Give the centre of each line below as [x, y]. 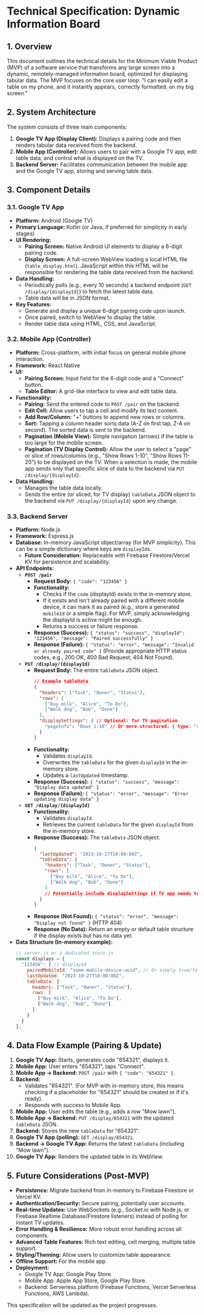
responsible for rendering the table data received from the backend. [109, 272]
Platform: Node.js [38, 530]
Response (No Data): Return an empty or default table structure [114, 929]
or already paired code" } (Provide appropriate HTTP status [110, 651]
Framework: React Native [48, 365]
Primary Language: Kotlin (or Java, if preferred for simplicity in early [101, 227]
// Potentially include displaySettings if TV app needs [118, 893]
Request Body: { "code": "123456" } [81, 581]
